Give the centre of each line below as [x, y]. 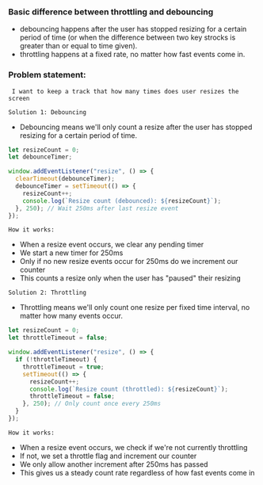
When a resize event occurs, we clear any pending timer [112, 245]
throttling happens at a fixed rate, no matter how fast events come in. [132, 55]
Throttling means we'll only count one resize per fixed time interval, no [135, 307]
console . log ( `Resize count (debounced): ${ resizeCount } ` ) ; [122, 200]
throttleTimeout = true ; [63, 367]
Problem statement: [47, 75]
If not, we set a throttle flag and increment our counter [108, 456]
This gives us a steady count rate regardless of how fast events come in [137, 472]
